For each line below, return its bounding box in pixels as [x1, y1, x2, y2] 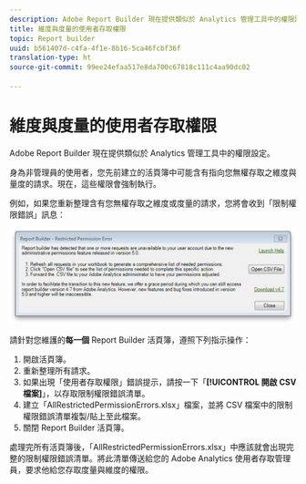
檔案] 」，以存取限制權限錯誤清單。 [22, 388, 150, 399]
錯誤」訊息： [16, 209, 66, 220]
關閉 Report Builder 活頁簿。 [22, 422, 129, 433]
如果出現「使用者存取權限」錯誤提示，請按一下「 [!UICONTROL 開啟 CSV [22, 376, 297, 387]
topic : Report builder [9, 34, 96, 43]
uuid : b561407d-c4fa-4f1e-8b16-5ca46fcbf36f [9, 44, 181, 53]
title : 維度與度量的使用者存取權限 [9, 24, 127, 34]
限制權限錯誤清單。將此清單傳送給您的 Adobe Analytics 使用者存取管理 [25, 453, 291, 464]
